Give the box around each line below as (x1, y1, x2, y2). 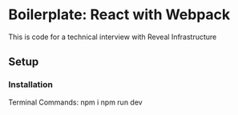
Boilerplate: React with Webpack (8, 6, 231, 24)
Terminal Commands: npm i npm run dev (8, 97, 143, 107)
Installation (8, 79, 54, 90)
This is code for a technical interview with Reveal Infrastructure (8, 32, 217, 42)
